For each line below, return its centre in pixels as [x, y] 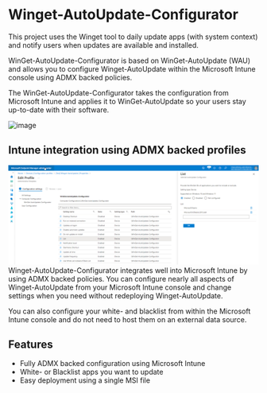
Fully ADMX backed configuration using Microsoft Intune [112, 364]
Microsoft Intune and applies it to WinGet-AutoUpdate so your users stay [127, 101]
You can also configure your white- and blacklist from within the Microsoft [130, 311]
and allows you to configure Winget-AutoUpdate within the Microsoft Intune [132, 68]
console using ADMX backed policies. [70, 77]
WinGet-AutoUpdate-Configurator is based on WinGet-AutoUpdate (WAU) [130, 60]
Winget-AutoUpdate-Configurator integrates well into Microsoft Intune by [128, 270]
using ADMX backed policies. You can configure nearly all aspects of [121, 278]
